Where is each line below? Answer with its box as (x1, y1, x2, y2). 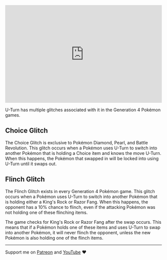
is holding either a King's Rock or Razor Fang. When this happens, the (5, 198, 148, 205)
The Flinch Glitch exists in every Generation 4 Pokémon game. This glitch (5, 188, 155, 194)
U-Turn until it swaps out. (5, 161, 57, 167)
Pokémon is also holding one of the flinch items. (5, 235, 103, 241)
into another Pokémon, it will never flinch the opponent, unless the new (5, 229, 151, 235)
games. (5, 112, 21, 118)
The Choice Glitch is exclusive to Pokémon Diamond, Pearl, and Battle (5, 139, 148, 145)
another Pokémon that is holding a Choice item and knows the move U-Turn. (5, 150, 162, 156)
